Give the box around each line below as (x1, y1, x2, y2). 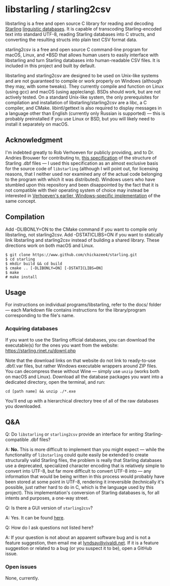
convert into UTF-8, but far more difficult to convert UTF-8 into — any (5, 468, 151, 474)
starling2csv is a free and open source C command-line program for (5, 46, 148, 52)
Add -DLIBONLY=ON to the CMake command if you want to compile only (5, 226, 157, 232)
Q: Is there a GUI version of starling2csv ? (5, 505, 93, 511)
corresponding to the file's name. (5, 313, 75, 319)
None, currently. (5, 575, 39, 581)
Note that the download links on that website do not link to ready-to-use (5, 357, 156, 363)
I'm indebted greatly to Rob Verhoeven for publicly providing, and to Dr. (5, 149, 155, 156)
